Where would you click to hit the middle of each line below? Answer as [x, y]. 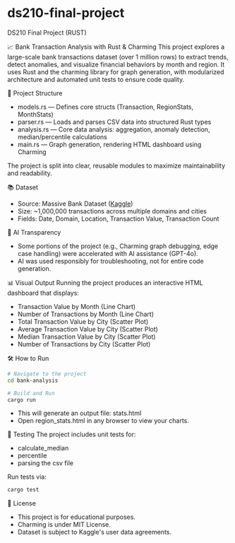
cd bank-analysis [33, 380]
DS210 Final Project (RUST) [47, 33]
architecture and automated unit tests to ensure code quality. [96, 79]
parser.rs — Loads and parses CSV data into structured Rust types [114, 122]
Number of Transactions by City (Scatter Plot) [84, 344]
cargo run [22, 400]
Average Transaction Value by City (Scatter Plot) [88, 329]
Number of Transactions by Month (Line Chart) [85, 314]
